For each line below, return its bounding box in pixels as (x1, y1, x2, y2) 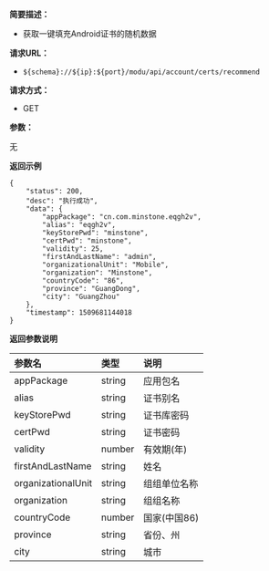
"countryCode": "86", (42, 276, 125, 285)
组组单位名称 (142, 478, 199, 490)
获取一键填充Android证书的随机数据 (22, 28, 157, 39)
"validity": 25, (42, 244, 104, 254)
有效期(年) (142, 443, 188, 455)
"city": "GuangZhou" (42, 292, 120, 301)
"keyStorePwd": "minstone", (42, 228, 149, 237)
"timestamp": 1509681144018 (26, 308, 132, 317)
